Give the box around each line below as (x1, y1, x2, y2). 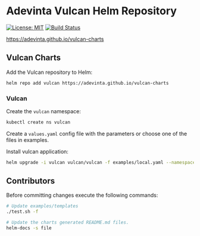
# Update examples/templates (6, 203, 79, 209)
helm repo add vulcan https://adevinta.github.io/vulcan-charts (6, 80, 169, 86)
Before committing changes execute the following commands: (6, 192, 158, 199)
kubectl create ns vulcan (6, 119, 70, 125)
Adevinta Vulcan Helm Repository (6, 4, 177, 18)
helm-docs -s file (6, 225, 52, 231)
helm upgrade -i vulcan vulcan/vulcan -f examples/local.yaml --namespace (6, 159, 196, 165)
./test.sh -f (6, 209, 39, 215)
